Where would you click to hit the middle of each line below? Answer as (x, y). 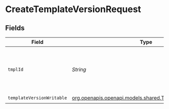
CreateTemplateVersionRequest (73, 9)
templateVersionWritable (37, 98)
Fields (15, 28)
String (79, 69)
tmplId (16, 69)
